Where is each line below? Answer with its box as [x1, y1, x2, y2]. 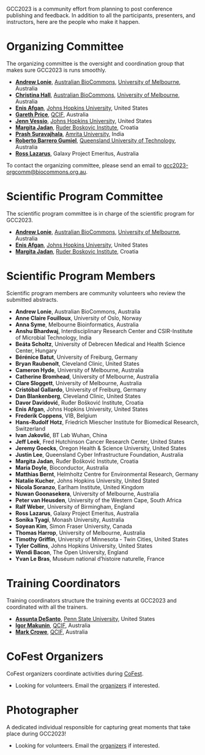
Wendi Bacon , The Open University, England [15, 548, 129, 556]
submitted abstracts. [6, 296, 58, 303]
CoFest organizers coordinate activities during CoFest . [6, 670, 144, 677]
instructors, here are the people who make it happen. [6, 18, 140, 25]
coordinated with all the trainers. [6, 603, 88, 610]
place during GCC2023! [6, 730, 66, 737]
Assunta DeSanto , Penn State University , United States [15, 615, 155, 622]
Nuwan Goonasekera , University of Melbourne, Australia [15, 490, 159, 497]
